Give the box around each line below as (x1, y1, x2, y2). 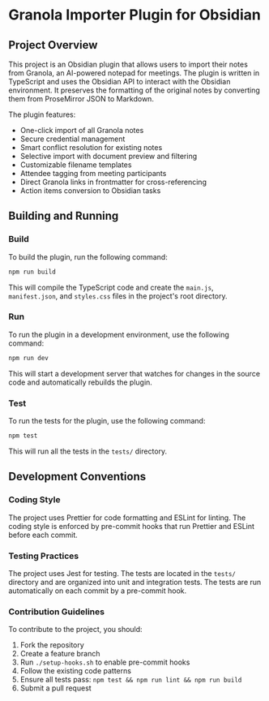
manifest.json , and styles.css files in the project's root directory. (8, 290, 228, 301)
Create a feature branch (19, 649, 100, 659)
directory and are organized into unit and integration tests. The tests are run (8, 577, 262, 587)
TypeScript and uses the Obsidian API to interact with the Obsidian (8, 77, 231, 86)
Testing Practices (8, 550, 79, 561)
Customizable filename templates (19, 160, 132, 170)
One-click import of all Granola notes (19, 126, 144, 135)
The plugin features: (8, 110, 76, 119)
